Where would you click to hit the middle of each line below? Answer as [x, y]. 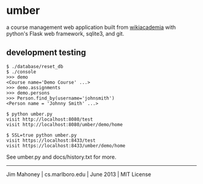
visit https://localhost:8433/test [51, 140]
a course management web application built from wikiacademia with [91, 27]
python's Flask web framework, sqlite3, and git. [65, 33]
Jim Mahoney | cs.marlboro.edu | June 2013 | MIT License [79, 174]
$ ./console [21, 72]
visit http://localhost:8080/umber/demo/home [64, 124]
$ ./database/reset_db [35, 66]
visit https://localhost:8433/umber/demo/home [66, 145]
